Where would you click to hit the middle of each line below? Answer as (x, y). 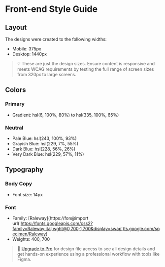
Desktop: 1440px (30, 54)
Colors (16, 90)
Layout (16, 27)
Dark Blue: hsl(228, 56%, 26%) (44, 149)
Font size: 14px (27, 194)
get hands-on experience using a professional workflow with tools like (88, 254)
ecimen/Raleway (29, 234)
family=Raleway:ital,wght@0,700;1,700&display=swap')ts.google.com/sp (86, 228)
